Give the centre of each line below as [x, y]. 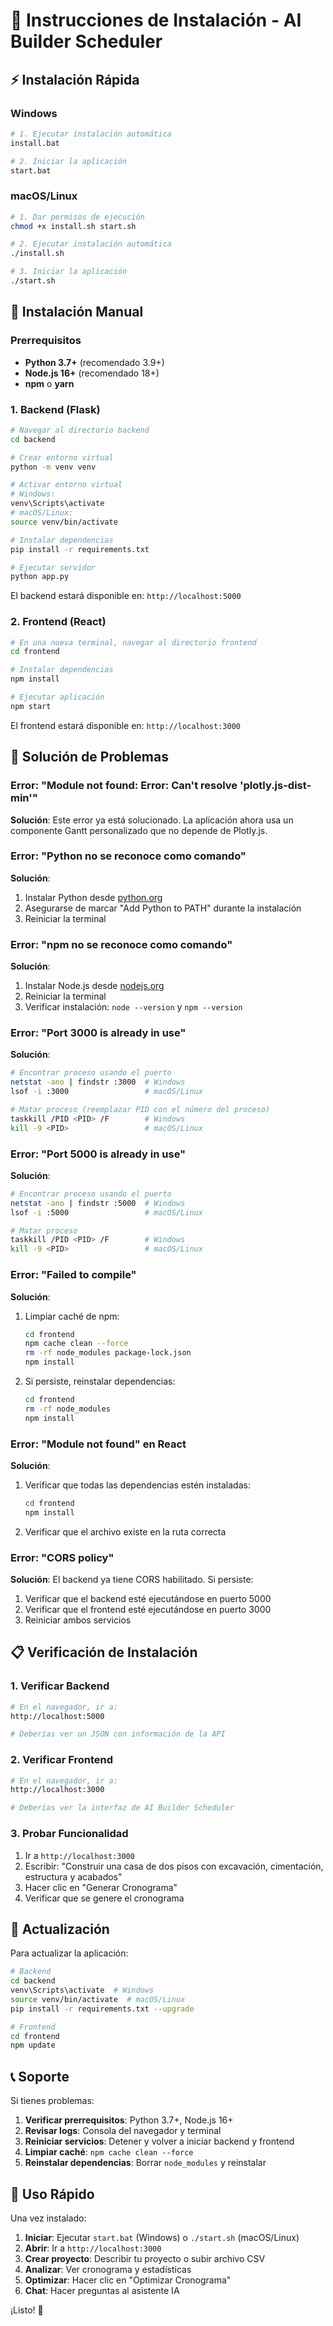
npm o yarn [49, 383]
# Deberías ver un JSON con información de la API [118, 1734]
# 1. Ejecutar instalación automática [91, 134]
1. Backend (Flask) [55, 409]
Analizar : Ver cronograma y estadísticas [108, 2269]
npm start [31, 706]
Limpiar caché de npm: [72, 1316]
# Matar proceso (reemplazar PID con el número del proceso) [140, 1110]
